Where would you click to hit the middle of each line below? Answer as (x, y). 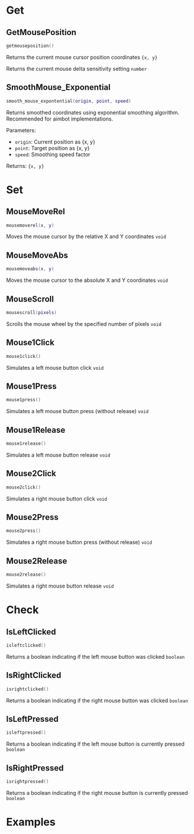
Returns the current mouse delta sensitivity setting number (77, 68)
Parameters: (21, 130)
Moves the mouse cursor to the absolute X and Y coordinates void (87, 280)
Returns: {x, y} (25, 166)
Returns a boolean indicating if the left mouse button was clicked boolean (96, 657)
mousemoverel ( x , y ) (30, 225)
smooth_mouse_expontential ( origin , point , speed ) (69, 101)
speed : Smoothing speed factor (53, 154)
